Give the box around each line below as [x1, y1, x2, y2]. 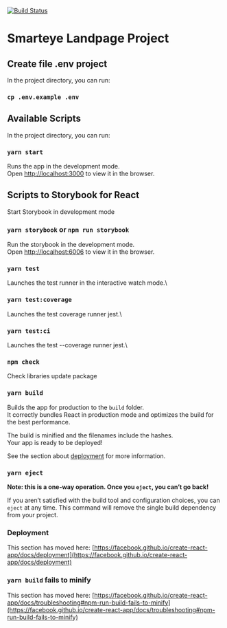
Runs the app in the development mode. [7, 162, 120, 171]
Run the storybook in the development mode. [7, 241, 135, 249]
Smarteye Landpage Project [7, 31, 169, 46]
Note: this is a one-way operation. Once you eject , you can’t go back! [7, 482, 209, 491]
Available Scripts [7, 113, 81, 124]
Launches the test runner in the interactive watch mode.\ [7, 279, 168, 287]
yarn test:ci [7, 327, 51, 335]
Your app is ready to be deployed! [7, 438, 103, 446]
